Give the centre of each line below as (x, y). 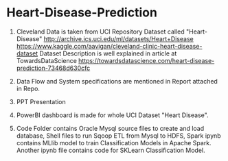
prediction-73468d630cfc (53, 68)
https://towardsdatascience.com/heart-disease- (146, 60)
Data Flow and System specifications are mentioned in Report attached (117, 81)
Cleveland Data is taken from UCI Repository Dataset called (100, 32)
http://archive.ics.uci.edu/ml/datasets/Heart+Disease (118, 38)
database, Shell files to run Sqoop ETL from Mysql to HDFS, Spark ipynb (118, 136)
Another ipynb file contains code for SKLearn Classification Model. (111, 150)
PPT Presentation (41, 101)
